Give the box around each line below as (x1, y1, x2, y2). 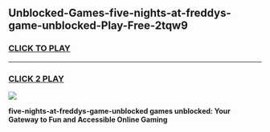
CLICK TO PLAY (8, 43, 71, 54)
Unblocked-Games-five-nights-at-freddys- (8, 6, 231, 20)
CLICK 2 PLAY (8, 73, 64, 84)
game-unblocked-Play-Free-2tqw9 (8, 19, 189, 33)
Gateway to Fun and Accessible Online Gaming (8, 114, 168, 124)
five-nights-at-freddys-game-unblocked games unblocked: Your (8, 106, 231, 115)
